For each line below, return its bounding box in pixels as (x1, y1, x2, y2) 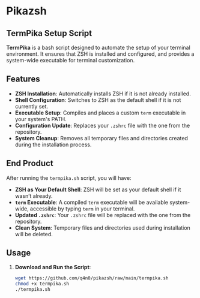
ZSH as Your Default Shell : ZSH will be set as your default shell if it (14, 186, 181, 193)
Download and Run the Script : (14, 264, 91, 271)
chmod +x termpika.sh (14, 281, 69, 287)
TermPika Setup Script (6, 28, 92, 38)
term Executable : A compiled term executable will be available (14, 198, 169, 206)
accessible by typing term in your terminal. (29, 205, 135, 212)
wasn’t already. (14, 192, 53, 199)
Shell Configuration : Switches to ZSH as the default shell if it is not (14, 96, 181, 103)
